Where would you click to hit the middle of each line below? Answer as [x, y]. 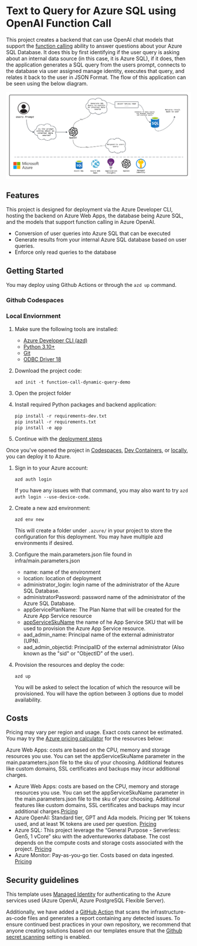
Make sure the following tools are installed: [66, 329]
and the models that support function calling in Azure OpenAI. [81, 222]
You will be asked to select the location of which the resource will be [97, 687]
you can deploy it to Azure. [39, 456]
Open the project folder [43, 393]
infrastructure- [168, 912]
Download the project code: [48, 371]
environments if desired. [44, 543]
